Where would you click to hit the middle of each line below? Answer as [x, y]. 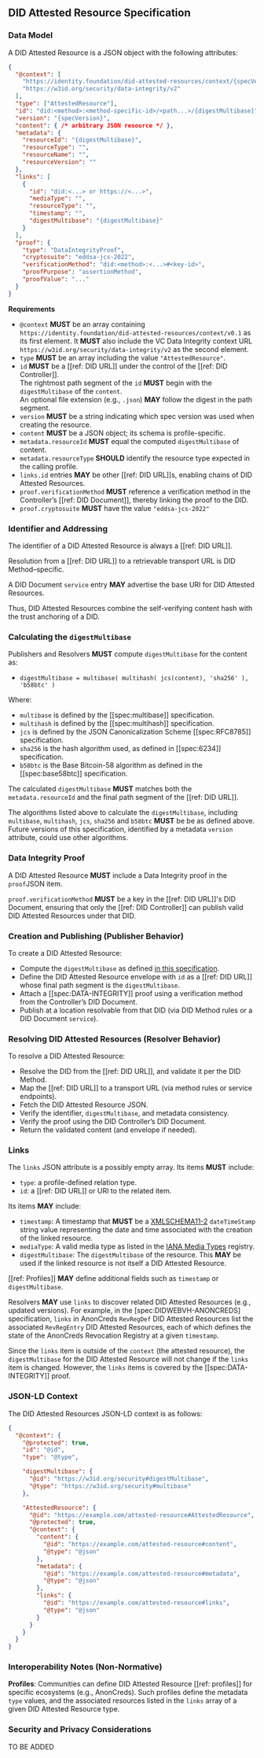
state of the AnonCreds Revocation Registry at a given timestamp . [114, 1336]
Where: [20, 700]
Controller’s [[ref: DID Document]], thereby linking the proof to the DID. [134, 500]
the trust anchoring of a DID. [54, 616]
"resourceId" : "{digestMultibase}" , [82, 140]
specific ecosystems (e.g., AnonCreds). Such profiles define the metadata [128, 1693]
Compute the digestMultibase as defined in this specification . [119, 968]
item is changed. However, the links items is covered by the [106, 1368]
